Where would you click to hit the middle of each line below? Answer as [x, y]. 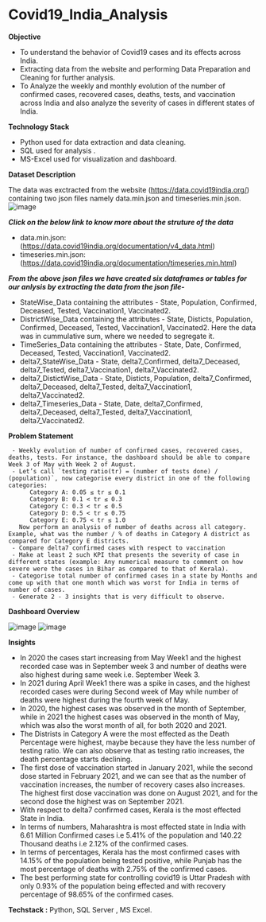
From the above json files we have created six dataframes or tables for [128, 278]
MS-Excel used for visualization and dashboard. [98, 159]
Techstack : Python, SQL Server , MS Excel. [80, 909]
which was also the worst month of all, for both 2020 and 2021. [123, 725]
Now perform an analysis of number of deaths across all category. [133, 527]
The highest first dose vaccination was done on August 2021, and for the [139, 792]
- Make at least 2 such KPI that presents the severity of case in [125, 554]
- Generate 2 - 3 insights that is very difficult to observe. [118, 597]
